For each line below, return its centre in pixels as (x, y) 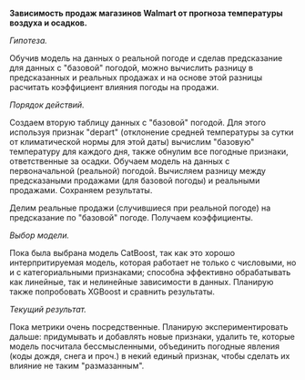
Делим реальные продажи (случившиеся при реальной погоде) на (140, 208)
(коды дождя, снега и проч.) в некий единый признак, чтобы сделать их (150, 356)
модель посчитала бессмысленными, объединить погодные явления (145, 346)
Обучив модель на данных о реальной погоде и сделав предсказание (146, 58)
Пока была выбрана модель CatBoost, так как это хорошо (122, 253)
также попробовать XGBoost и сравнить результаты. (112, 292)
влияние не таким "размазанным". (77, 365)
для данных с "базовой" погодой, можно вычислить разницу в (132, 68)
